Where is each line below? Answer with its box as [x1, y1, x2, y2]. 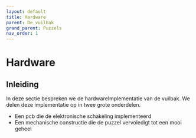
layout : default [6, 8, 46, 15]
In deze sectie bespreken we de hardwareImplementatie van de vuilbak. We [6, 95, 190, 102]
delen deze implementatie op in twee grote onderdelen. [6, 101, 141, 109]
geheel [14, 125, 32, 133]
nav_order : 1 [6, 31, 38, 37]
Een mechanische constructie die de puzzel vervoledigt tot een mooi [14, 119, 182, 126]
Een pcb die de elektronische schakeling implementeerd [14, 113, 152, 120]
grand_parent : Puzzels [6, 25, 62, 31]
